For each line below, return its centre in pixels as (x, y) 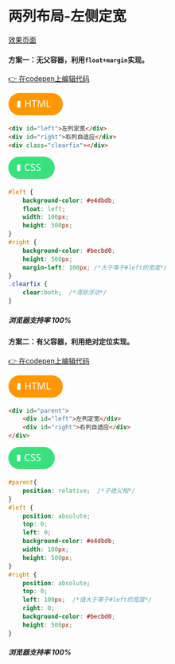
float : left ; (44, 209)
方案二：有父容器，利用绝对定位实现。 (71, 341)
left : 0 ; (37, 533)
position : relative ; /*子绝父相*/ (79, 491)
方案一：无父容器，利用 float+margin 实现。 (78, 60)
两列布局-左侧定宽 (68, 16)
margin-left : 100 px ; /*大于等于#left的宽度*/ (95, 267)
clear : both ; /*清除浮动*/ (65, 293)
